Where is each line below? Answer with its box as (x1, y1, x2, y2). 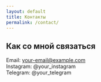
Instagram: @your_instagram (6, 63, 76, 70)
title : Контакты (6, 14, 46, 20)
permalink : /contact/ (6, 19, 59, 25)
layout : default (6, 8, 46, 15)
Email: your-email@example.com (6, 57, 86, 64)
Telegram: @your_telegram (6, 69, 72, 76)
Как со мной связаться (6, 41, 96, 51)
